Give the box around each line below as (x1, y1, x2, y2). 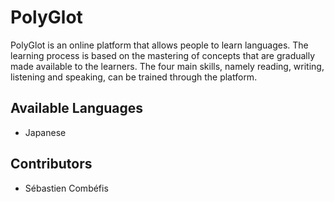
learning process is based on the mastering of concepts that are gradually (10, 49, 316, 61)
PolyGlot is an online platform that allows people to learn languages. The (10, 39, 309, 51)
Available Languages (10, 100, 144, 117)
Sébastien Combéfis (24, 182, 109, 194)
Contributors (10, 156, 93, 173)
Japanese (24, 126, 67, 138)
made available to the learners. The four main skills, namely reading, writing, (10, 60, 325, 72)
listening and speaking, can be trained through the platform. (10, 71, 258, 83)
